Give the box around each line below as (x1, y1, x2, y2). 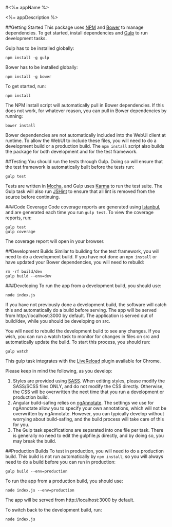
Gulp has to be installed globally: (5, 45, 74, 51)
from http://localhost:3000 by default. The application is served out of (5, 312, 154, 319)
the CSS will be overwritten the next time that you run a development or (12, 389, 164, 395)
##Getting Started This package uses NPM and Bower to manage (5, 24, 144, 30)
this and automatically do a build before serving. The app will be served (5, 307, 157, 313)
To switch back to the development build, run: (5, 507, 102, 513)
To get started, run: (5, 83, 46, 89)
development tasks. (5, 36, 47, 41)
